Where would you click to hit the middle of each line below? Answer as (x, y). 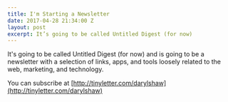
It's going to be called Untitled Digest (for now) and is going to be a (106, 54)
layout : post (27, 27)
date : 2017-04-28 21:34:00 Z (51, 21)
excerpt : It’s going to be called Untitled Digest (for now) (100, 34)
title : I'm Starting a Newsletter (59, 14)
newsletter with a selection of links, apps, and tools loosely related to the (114, 62)
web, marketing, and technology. (56, 69)
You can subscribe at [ (40, 83)
